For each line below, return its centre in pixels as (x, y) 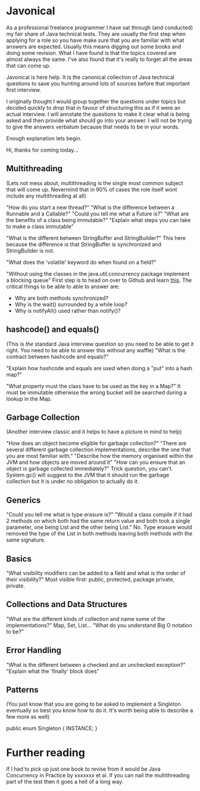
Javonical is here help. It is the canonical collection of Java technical (90, 77)
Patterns (22, 690)
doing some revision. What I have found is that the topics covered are (91, 53)
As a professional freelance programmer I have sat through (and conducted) (100, 27)
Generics (24, 500)
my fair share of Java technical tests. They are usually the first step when (96, 33)
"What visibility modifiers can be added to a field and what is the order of (96, 573)
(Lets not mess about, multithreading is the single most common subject (95, 183)
